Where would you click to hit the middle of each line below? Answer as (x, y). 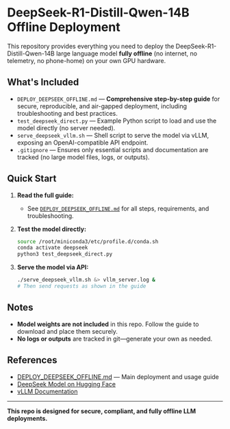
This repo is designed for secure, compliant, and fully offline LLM (102, 411)
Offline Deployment (64, 27)
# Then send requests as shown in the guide (81, 286)
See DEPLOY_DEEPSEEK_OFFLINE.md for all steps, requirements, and (118, 208)
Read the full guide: (45, 195)
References (32, 360)
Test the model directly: (52, 229)
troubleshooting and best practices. (67, 113)
